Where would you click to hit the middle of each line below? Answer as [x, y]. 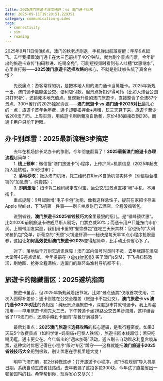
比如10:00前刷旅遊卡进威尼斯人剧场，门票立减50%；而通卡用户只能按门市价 [81, 222]
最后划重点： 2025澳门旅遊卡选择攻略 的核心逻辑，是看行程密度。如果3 [84, 327]
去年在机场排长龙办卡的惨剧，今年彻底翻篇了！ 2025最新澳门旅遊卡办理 [85, 151]
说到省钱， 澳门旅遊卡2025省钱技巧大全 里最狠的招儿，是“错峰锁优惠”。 [85, 216]
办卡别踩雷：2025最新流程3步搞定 [57, 139]
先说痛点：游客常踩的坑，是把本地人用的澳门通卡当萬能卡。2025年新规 [85, 85]
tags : [10, 23]
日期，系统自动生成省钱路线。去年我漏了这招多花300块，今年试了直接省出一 [81, 367]
